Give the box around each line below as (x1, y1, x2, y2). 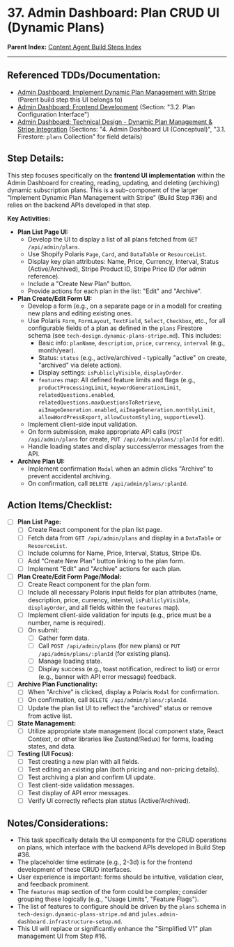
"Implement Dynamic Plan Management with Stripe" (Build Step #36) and (7, 193, 217, 201)
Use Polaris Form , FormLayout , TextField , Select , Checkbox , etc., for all (27, 316, 226, 324)
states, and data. (27, 742, 77, 750)
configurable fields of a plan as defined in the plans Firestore (27, 324, 203, 332)
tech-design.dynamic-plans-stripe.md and (17, 909, 140, 918)
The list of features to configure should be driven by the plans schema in (17, 902, 226, 910)
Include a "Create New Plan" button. (27, 279, 132, 288)
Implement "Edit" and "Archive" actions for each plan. (27, 564, 182, 572)
